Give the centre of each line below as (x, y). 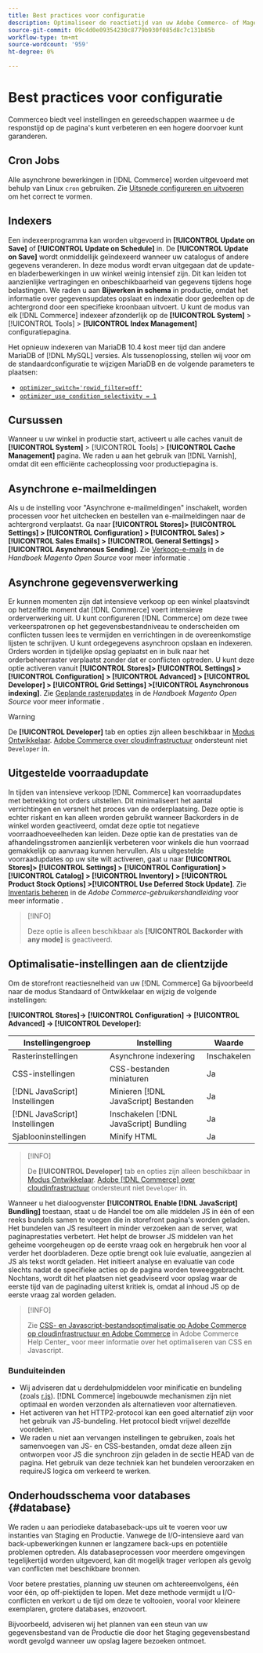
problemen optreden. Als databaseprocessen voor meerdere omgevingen (127, 1552)
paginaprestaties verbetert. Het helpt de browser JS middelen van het (121, 1236)
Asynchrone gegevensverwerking (93, 582)
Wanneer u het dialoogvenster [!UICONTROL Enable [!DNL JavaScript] (123, 1203)
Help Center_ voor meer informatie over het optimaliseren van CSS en (140, 1342)
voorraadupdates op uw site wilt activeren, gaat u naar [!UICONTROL (120, 859)
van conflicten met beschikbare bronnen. (74, 1568)
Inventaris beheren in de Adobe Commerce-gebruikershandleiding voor (123, 892)
